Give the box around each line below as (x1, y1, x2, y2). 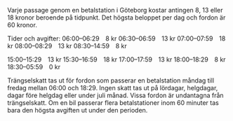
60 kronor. (7, 21, 37, 29)
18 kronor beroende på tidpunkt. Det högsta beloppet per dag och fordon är (7, 13, 226, 22)
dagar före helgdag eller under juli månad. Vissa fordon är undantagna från (7, 91, 224, 99)
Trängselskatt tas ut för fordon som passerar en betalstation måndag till (7, 76, 215, 85)
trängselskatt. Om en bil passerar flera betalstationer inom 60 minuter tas (7, 99, 219, 107)
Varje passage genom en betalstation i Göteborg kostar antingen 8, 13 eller (7, 6, 223, 14)
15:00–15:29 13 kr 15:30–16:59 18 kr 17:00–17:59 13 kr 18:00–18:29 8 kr (7, 55, 226, 64)
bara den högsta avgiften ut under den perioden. (7, 106, 148, 114)
